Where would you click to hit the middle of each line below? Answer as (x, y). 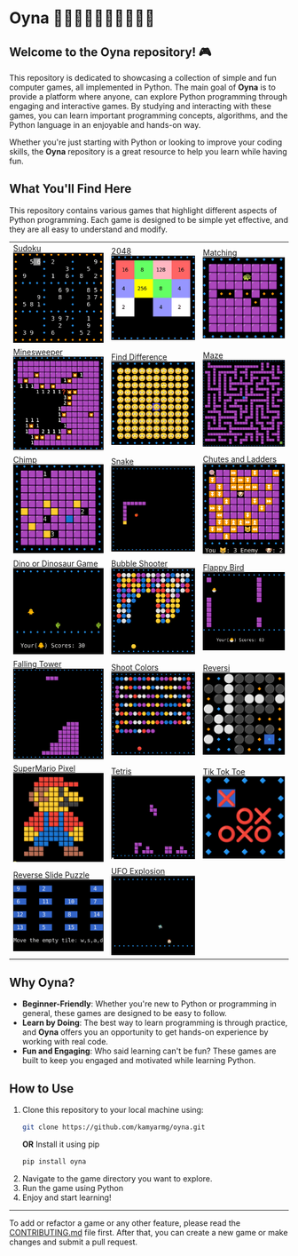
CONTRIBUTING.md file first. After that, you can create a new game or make (149, 1232)
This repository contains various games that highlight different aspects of (143, 210)
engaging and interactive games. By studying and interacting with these (141, 106)
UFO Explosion (138, 871)
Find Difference (139, 357)
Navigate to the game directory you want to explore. (117, 1178)
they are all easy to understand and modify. (89, 229)
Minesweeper (38, 352)
